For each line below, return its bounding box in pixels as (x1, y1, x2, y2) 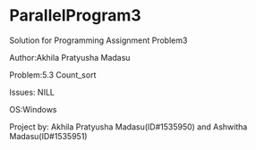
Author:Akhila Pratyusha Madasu (9, 52, 131, 62)
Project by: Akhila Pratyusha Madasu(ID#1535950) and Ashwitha (9, 121, 248, 132)
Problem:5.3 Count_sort (9, 69, 97, 80)
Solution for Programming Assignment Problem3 (9, 35, 188, 46)
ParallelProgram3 (9, 5, 141, 26)
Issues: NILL (9, 87, 55, 97)
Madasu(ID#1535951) (9, 130, 88, 141)
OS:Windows (9, 104, 57, 114)
